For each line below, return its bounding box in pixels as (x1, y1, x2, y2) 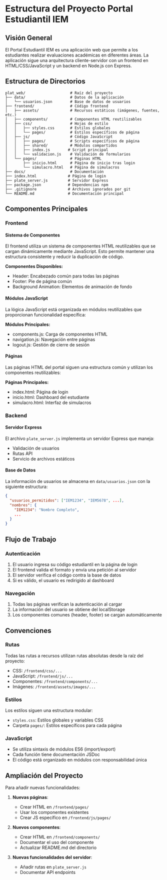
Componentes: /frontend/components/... (12, 678, 98, 684)
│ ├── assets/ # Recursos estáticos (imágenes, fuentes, (5, 108, 160, 113)
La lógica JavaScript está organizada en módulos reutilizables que (5, 306, 142, 312)
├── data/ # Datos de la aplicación (5, 94, 124, 100)
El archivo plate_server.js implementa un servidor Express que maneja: (5, 435, 154, 441)
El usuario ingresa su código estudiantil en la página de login (12, 561, 137, 567)
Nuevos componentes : (12, 824, 61, 830)
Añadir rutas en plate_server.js (19, 864, 86, 870)
